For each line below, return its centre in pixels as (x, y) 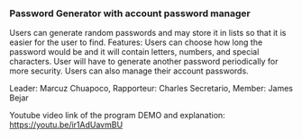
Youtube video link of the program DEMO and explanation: (117, 116)
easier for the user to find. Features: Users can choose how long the (136, 42)
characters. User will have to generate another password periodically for (144, 62)
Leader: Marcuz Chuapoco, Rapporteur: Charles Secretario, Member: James (151, 89)
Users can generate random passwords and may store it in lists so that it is (148, 33)
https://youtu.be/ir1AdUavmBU (66, 125)
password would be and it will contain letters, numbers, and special (134, 52)
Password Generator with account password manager (130, 13)
